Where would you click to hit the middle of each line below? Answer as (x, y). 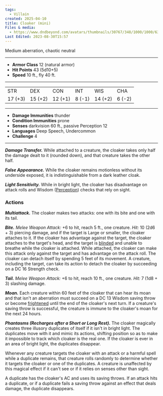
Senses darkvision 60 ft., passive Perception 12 (60, 126)
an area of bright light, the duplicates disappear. (53, 344)
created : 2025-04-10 (26, 19)
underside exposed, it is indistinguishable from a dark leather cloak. (73, 175)
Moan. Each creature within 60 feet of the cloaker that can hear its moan (78, 293)
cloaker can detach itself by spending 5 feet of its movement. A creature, (78, 259)
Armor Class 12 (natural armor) (43, 64)
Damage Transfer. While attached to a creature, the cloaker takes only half (80, 150)
